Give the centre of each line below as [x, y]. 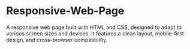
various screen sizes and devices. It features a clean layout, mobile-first [95, 33]
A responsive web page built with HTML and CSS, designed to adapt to [94, 27]
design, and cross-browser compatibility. [57, 40]
